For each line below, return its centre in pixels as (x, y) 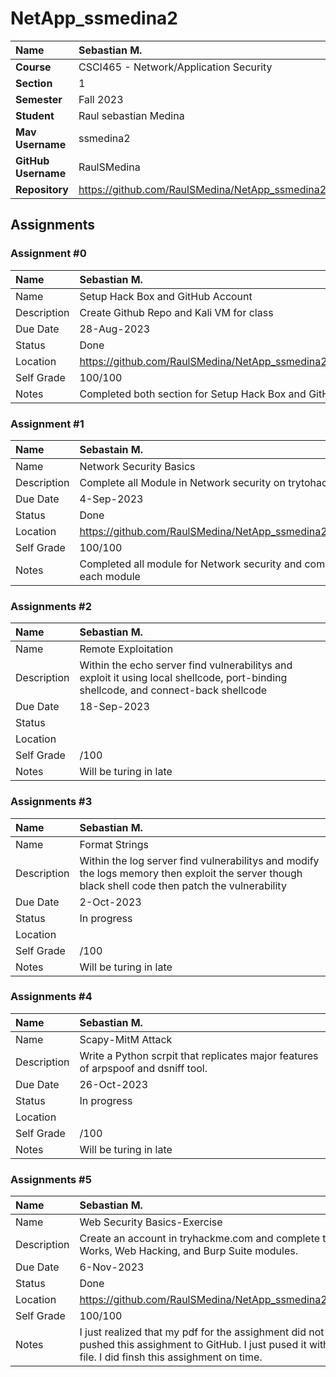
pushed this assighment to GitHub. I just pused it (193, 1345)
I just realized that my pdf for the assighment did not (202, 1332)
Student (35, 115)
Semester (39, 99)
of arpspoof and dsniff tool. (143, 1068)
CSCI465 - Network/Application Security (175, 67)
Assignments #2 (51, 606)
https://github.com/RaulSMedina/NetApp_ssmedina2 (202, 189)
